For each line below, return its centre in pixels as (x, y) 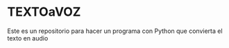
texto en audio (28, 38)
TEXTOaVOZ (44, 12)
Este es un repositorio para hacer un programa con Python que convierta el (115, 31)
